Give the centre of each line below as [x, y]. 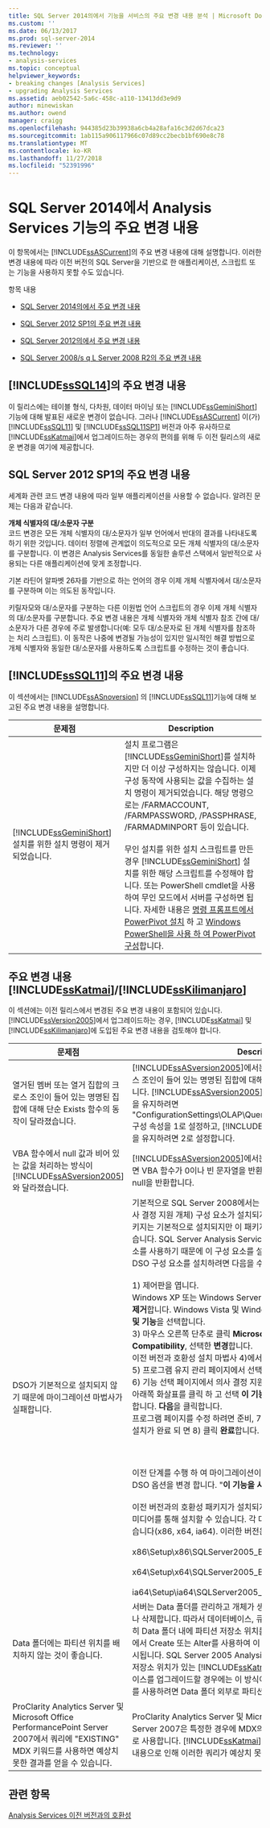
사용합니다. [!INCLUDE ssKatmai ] [202, 1741]
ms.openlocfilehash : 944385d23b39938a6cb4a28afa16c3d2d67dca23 [117, 128]
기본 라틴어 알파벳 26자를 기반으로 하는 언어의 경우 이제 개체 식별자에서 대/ [125, 580]
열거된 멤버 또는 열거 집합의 [61, 1085]
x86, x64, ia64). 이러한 [200, 1531]
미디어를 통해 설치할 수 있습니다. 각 [194, 1519]
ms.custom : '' [32, 23]
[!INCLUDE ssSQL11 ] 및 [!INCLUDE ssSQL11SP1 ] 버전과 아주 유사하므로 [120, 426]
